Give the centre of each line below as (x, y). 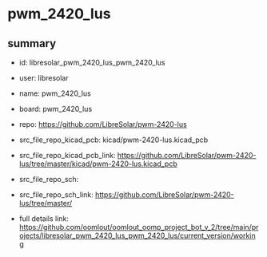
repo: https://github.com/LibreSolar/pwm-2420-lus (103, 124)
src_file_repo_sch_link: (56, 195)
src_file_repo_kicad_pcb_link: (67, 155)
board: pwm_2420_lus (56, 109)
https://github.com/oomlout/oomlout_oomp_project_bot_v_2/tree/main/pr (139, 227)
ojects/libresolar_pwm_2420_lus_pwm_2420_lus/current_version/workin (137, 235)
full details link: (44, 219)
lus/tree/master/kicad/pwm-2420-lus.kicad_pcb (98, 164)
